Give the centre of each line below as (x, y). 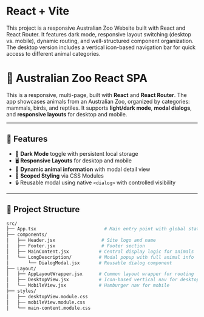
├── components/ (27, 235)
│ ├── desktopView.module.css (47, 296)
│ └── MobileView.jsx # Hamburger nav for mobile (88, 285)
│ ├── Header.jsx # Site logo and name (81, 241)
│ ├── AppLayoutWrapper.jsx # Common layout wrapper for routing (100, 274)
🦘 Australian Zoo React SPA (77, 78)
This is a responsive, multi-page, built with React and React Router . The (97, 95)
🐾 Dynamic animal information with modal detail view (83, 169)
